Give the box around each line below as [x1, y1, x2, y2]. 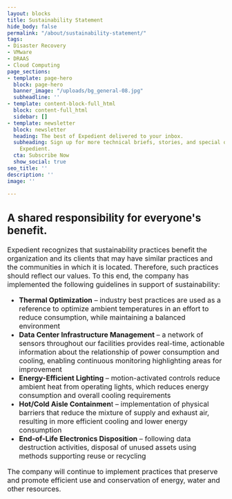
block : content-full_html [13, 107, 88, 114]
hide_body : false [7, 23, 57, 30]
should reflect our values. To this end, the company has [7, 271, 189, 281]
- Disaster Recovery [7, 42, 67, 49]
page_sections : [7, 68, 51, 75]
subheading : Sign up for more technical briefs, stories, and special [13, 139, 221, 146]
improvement [19, 365, 62, 374]
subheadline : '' [13, 94, 60, 101]
